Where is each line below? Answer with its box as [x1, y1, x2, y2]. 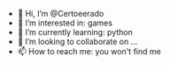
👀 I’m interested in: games [17, 18, 113, 28]
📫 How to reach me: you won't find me [17, 47, 161, 56]
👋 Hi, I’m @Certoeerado [17, 9, 104, 18]
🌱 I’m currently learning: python [17, 27, 133, 37]
